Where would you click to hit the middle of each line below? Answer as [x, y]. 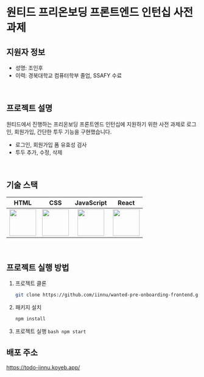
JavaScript [91, 203]
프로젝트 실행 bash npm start [51, 331]
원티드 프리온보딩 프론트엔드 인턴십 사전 [100, 12]
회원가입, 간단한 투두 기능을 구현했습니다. [63, 132]
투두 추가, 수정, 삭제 [39, 152]
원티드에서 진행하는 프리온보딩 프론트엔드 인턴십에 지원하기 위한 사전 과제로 [96, 124]
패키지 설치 [28, 308]
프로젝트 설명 [30, 108]
